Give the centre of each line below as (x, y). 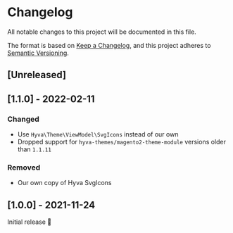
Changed (24, 119)
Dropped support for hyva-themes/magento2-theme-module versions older (122, 142)
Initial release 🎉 (30, 222)
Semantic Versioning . (38, 53)
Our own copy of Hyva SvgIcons (64, 183)
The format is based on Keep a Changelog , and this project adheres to (109, 45)
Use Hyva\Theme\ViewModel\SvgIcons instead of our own (98, 134)
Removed (24, 168)
